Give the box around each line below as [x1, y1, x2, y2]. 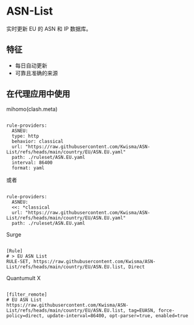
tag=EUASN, [128, 307, 156, 313]
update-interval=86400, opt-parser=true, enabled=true [47, 312, 189, 319]
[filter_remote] [6, 291, 47, 298]
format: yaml [12, 165, 45, 171]
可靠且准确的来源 [15, 69, 58, 76]
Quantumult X [6, 274, 41, 281]
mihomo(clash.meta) [6, 105, 58, 113]
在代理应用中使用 [6, 89, 70, 99]
